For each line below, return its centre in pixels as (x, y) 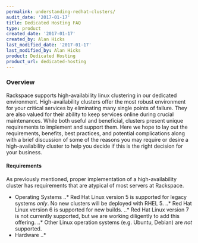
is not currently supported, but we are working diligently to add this (97, 216)
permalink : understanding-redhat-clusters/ (61, 12)
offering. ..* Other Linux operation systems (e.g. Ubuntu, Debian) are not (103, 222)
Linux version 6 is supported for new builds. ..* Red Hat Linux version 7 (102, 210)
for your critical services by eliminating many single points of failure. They (97, 108)
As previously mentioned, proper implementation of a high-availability (92, 179)
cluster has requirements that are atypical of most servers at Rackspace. (95, 186)
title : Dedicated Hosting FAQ (44, 23)
